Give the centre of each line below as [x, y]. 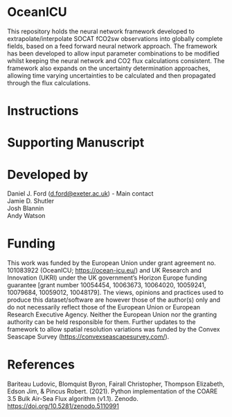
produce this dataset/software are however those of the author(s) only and [114, 300]
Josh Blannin [26, 208]
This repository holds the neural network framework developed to [101, 31]
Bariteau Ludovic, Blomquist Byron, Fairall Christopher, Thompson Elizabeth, [116, 384]
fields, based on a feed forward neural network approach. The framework [112, 46]
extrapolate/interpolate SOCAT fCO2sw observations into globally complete [115, 38]
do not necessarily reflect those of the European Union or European [104, 307]
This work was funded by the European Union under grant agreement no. [111, 263]
